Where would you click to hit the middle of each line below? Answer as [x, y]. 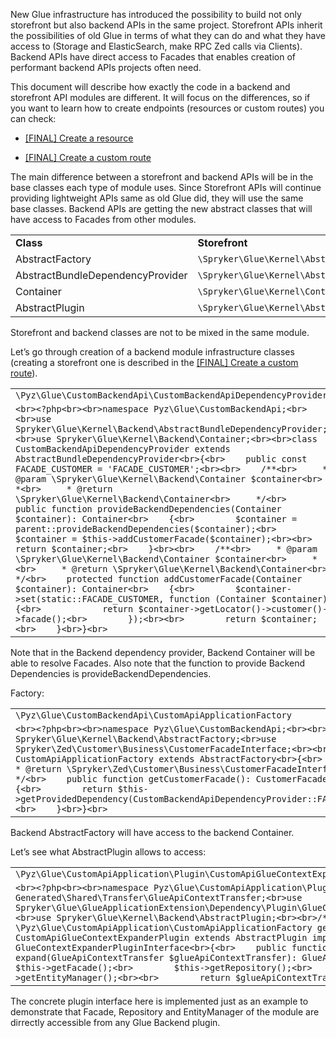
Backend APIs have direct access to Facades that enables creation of [153, 57]
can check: [33, 118]
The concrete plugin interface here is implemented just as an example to [159, 1001]
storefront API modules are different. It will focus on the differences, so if [160, 97]
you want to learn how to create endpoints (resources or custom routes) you [167, 108]
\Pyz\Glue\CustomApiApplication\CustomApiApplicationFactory [164, 927]
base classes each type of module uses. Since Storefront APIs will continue [166, 187]
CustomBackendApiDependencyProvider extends [123, 449]
